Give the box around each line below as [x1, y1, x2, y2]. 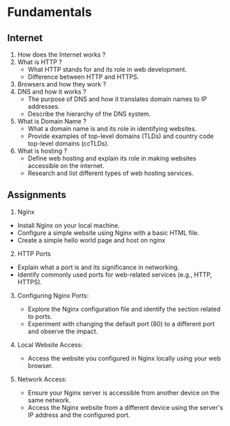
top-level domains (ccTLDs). [27, 139, 109, 147]
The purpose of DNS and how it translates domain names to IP [27, 95, 207, 103]
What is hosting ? [17, 147, 68, 155]
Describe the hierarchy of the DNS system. [27, 109, 151, 118]
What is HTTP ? [17, 58, 63, 66]
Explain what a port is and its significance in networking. [17, 263, 180, 271]
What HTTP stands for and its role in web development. [27, 66, 187, 73]
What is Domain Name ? [17, 117, 87, 125]
